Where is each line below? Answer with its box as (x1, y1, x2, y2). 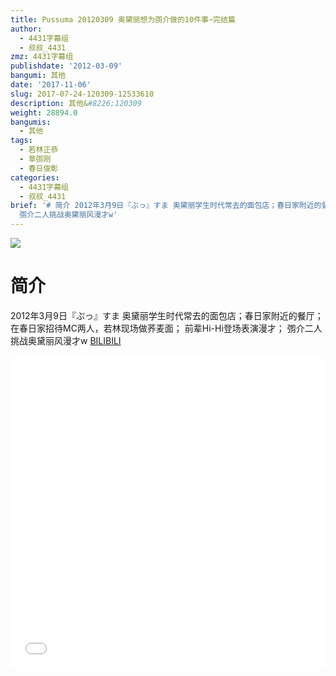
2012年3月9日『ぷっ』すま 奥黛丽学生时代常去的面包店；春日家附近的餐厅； (10, 309, 324, 321)
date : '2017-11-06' (10, 80, 92, 90)
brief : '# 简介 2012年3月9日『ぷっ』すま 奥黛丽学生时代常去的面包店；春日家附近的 (10, 201, 322, 211)
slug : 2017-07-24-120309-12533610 (10, 89, 155, 99)
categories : (10, 172, 60, 183)
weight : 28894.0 (10, 107, 78, 118)
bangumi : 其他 (10, 71, 67, 81)
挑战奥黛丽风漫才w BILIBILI (10, 334, 122, 346)
